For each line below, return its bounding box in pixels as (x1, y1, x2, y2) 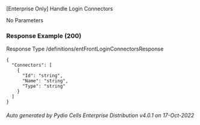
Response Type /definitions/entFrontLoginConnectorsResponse (6, 45, 164, 53)
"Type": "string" (22, 84, 66, 90)
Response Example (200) (6, 31, 82, 40)
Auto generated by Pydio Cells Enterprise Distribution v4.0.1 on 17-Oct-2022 (6, 111, 195, 119)
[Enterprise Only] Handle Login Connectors (6, 5, 114, 12)
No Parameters (6, 17, 44, 23)
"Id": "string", (22, 73, 63, 79)
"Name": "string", (22, 78, 68, 84)
